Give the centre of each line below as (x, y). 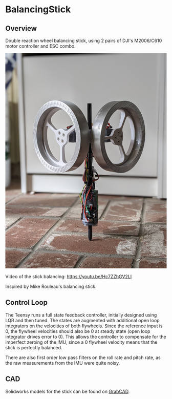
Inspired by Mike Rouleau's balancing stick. (51, 286)
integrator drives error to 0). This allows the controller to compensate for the (86, 337)
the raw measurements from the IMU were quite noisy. (63, 363)
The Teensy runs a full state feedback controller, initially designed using (81, 315)
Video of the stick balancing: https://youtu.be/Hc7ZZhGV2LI (69, 277)
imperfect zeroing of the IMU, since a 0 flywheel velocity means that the (81, 342)
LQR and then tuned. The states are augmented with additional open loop (82, 320)
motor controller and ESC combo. (40, 46)
